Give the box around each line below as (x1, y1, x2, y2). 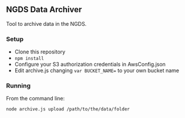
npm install (14, 56, 44, 62)
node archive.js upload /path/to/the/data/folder (6, 106, 130, 112)
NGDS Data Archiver (6, 5, 82, 15)
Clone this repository (14, 48, 66, 55)
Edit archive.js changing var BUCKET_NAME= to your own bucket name (14, 67, 179, 74)
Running (6, 82, 31, 90)
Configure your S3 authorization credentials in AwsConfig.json (14, 61, 166, 68)
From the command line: (6, 95, 65, 102)
